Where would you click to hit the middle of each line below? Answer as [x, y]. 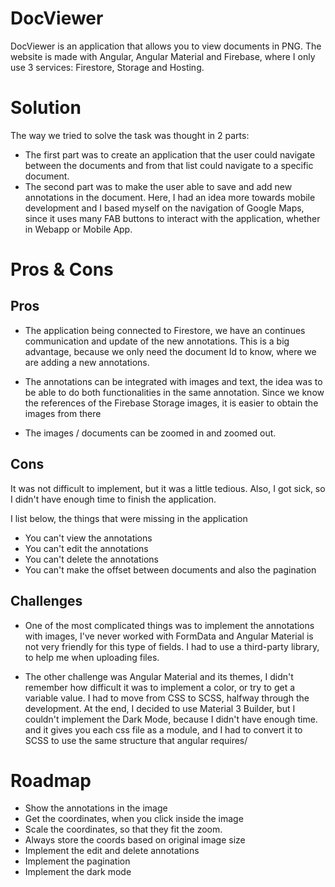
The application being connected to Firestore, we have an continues [165, 330]
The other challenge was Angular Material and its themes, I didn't [159, 676]
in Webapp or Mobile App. [78, 229]
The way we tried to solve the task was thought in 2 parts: [130, 135]
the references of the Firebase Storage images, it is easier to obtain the [171, 403]
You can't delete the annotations [91, 559]
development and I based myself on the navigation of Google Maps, [164, 208]
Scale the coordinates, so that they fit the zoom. [123, 829]
